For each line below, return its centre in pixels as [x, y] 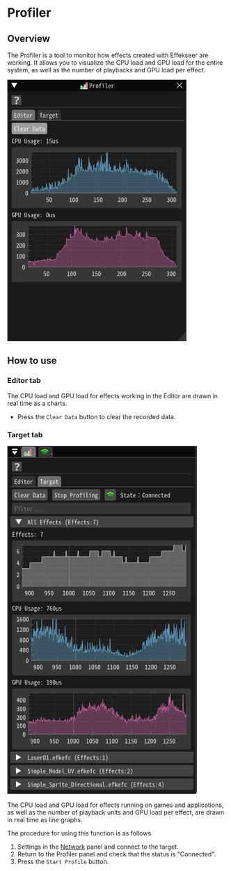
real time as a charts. [37, 403]
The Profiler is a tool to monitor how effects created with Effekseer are [108, 55]
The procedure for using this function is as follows [79, 833]
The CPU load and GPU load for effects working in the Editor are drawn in [112, 395]
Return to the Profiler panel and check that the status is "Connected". [117, 854]
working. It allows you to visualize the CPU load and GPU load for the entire [115, 63]
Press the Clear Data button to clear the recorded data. [96, 416]
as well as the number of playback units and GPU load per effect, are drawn [116, 812]
